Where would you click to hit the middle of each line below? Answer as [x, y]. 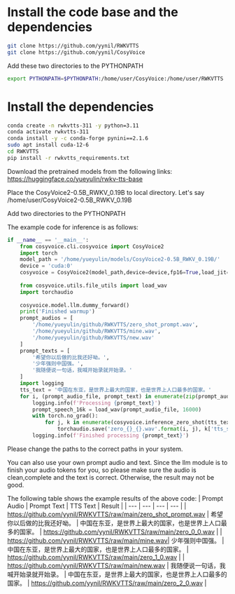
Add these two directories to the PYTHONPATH [75, 66]
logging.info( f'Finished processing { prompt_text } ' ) [111, 436]
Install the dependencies [80, 107]
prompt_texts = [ [45, 351]
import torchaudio [47, 292]
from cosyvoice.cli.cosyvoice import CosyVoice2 [92, 246]
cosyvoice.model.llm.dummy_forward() [75, 305]
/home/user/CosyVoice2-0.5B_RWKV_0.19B [70, 200]
